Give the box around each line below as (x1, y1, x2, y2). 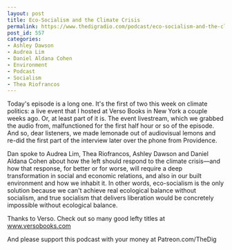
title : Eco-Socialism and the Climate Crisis (7, 17, 140, 23)
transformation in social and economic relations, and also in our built (7, 172, 202, 180)
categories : (7, 36, 41, 43)
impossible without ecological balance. (7, 201, 118, 209)
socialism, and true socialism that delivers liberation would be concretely (7, 194, 214, 202)
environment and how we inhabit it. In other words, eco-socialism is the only (7, 179, 224, 187)
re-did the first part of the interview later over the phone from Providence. (7, 136, 217, 145)
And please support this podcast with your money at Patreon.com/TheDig (7, 235, 217, 244)
